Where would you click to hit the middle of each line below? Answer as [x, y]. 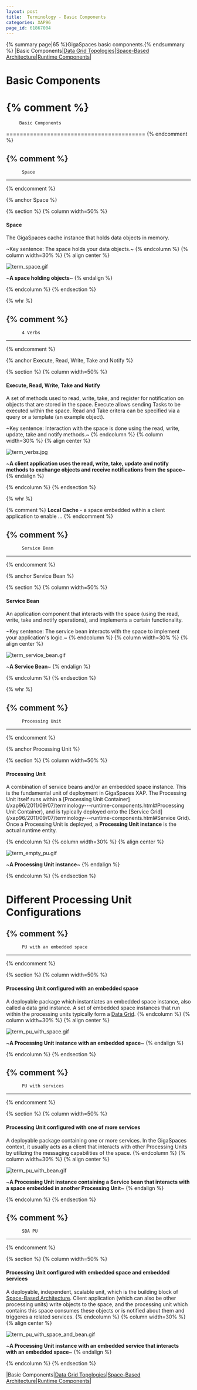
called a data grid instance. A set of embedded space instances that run [93, 1008]
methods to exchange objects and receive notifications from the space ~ [96, 470]
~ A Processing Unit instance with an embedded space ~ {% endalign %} [95, 1043]
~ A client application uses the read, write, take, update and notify [87, 463]
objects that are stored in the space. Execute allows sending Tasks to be [93, 405]
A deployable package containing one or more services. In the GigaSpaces [96, 1140]
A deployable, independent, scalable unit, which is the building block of [92, 1291]
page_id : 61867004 [28, 28]
